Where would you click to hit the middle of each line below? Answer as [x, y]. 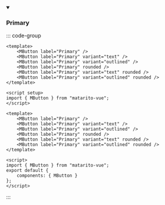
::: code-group [24, 35]
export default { [27, 171]
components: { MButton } [47, 176]
